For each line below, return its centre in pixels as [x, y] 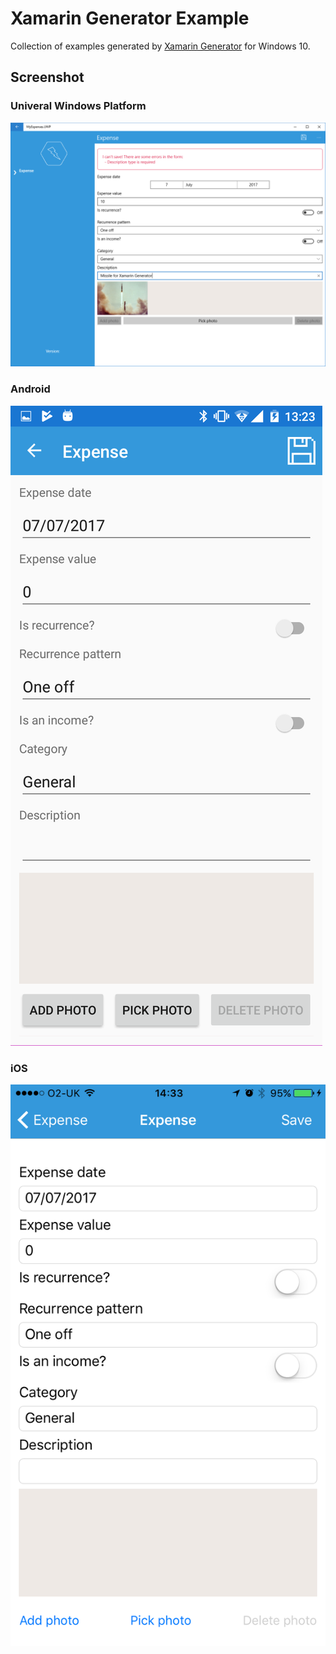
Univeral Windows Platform [78, 106]
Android [30, 389]
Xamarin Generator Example [130, 18]
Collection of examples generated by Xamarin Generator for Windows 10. [160, 46]
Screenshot [47, 77]
